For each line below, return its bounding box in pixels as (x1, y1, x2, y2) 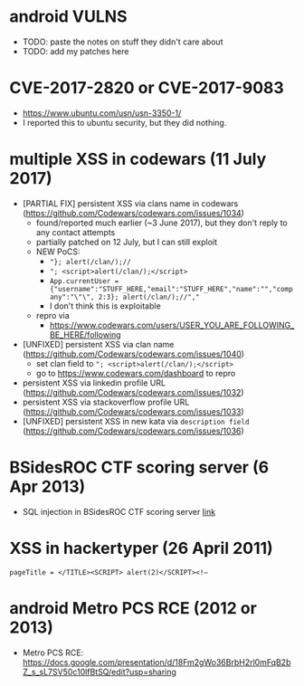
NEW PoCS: (35, 246, 81, 257)
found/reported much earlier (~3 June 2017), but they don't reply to (35, 217, 288, 228)
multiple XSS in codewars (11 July (9, 149, 267, 169)
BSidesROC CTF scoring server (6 (9, 457, 270, 477)
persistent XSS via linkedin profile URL (22, 377, 166, 388)
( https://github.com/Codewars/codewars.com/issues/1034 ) (22, 207, 244, 218)
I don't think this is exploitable (49, 300, 161, 311)
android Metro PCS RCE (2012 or (9, 597, 258, 618)
